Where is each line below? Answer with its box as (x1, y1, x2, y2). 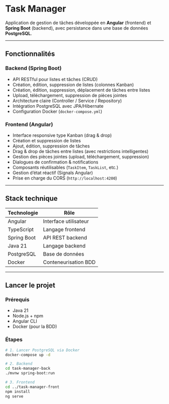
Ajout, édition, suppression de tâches (12, 143, 90, 149)
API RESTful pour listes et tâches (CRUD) (12, 76, 98, 82)
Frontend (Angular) (5, 121, 53, 128)
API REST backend (43, 234, 87, 241)
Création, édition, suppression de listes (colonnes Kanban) (12, 82, 134, 88)
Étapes (5, 336, 23, 343)
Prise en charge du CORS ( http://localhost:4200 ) (12, 175, 117, 181)
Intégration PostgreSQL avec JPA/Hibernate (12, 103, 104, 109)
